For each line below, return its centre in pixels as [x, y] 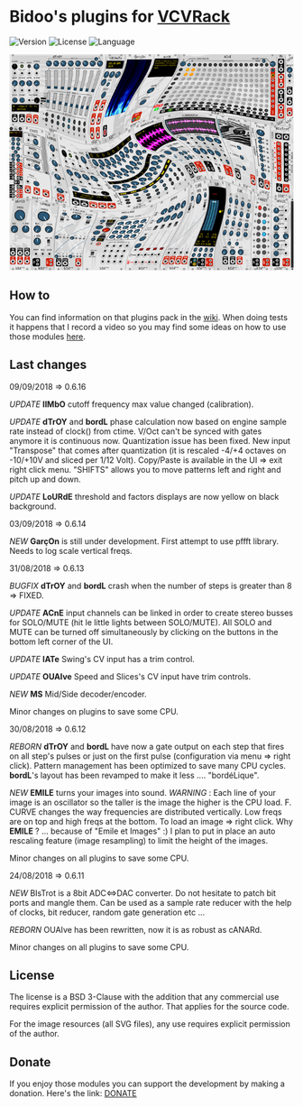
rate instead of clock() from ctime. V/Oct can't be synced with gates [136, 431]
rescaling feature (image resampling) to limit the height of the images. [139, 840]
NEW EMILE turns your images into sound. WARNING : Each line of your [143, 792]
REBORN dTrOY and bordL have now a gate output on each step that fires [147, 746]
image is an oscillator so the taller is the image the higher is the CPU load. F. [151, 802]
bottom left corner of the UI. [61, 641]
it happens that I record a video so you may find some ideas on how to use [148, 327]
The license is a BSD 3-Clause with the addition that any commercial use [144, 997]
